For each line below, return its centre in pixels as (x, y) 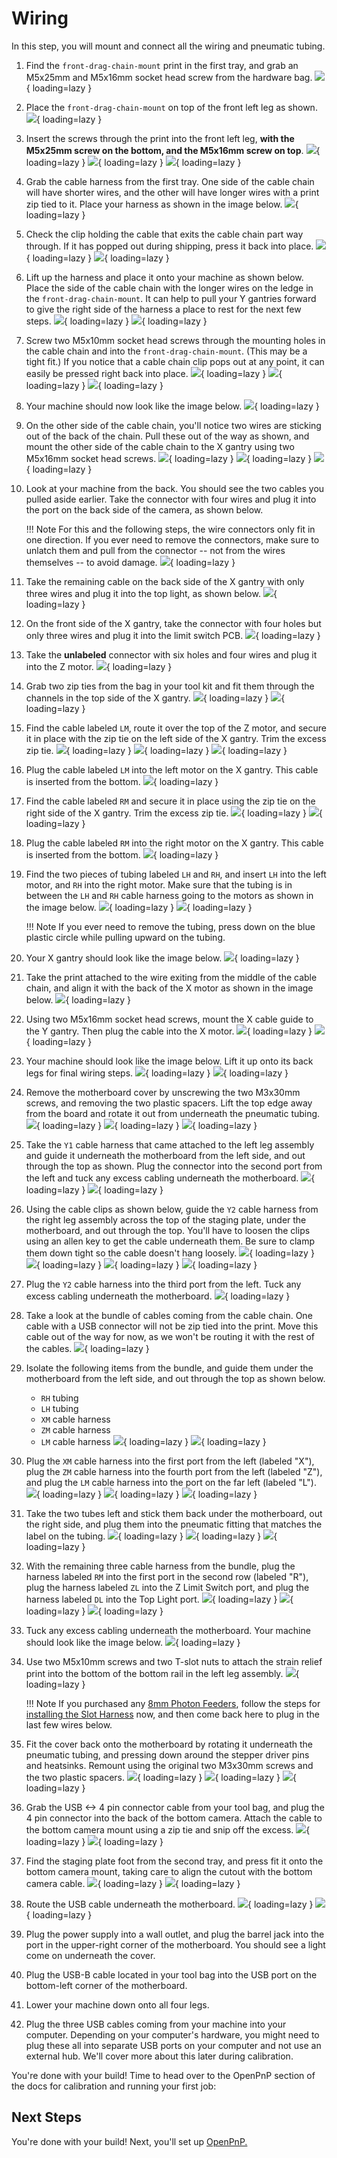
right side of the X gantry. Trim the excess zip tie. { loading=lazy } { (174, 813)
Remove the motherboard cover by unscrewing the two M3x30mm (163, 1092)
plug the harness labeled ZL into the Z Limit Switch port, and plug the (167, 1587)
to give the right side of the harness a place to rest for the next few (163, 309)
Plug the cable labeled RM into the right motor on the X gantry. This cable (174, 843)
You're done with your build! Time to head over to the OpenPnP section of (163, 2075)
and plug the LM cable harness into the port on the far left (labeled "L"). (171, 1482)
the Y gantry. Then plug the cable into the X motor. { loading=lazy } (169, 1031)
